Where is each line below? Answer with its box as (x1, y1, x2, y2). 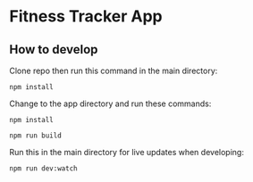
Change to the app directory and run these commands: (9, 98, 212, 109)
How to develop (9, 42, 98, 57)
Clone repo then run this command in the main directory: (9, 65, 218, 76)
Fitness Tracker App (9, 6, 163, 27)
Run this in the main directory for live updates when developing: (9, 147, 244, 157)
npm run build (9, 131, 63, 140)
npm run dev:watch (9, 164, 78, 173)
